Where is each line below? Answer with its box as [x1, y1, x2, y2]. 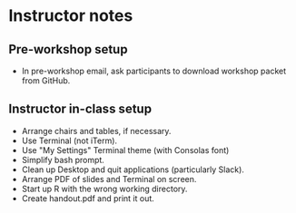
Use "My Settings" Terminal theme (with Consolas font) [21, 144, 230, 155]
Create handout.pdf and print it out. [21, 192, 155, 204]
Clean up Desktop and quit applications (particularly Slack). [21, 164, 244, 175]
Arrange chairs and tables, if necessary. [21, 125, 172, 136]
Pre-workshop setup [8, 42, 128, 57]
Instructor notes [8, 5, 133, 26]
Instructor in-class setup [8, 102, 152, 117]
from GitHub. [21, 75, 71, 86]
